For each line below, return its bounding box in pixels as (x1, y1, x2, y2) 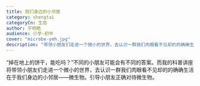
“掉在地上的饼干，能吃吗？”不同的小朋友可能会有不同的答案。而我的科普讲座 (6, 59, 193, 66)
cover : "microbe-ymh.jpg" (6, 36, 70, 42)
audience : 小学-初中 (6, 31, 54, 37)
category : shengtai (6, 14, 55, 20)
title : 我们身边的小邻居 (6, 8, 61, 15)
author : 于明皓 (6, 25, 41, 31)
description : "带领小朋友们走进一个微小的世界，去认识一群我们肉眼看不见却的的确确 (6, 42, 190, 48)
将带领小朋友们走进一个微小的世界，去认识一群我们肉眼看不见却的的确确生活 (6, 66, 194, 73)
